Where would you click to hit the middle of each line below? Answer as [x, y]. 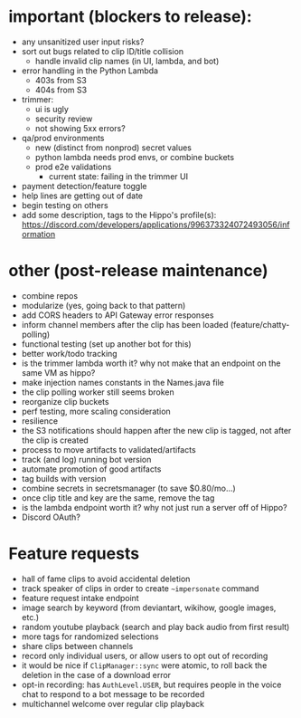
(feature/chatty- [260, 324]
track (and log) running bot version [86, 459]
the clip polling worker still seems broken [98, 392]
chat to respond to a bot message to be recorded [113, 694]
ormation [38, 234]
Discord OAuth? [51, 517]
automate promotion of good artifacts [91, 469]
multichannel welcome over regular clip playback [113, 704]
